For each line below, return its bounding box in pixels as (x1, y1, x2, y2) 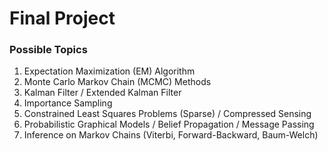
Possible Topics (9, 43, 88, 57)
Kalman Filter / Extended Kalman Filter (23, 87, 182, 99)
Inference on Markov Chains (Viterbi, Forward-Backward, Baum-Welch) (23, 129, 319, 141)
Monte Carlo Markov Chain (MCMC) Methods (23, 76, 212, 88)
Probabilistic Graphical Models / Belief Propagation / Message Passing (23, 118, 315, 131)
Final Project (9, 7, 116, 30)
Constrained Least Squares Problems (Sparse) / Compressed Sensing (23, 108, 312, 120)
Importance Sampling (23, 97, 113, 109)
